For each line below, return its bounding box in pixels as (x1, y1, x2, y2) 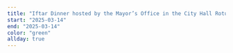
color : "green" (7, 29, 51, 36)
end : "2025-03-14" (7, 23, 60, 30)
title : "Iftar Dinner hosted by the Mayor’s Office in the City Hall (7, 10, 213, 17)
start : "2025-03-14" (7, 17, 67, 23)
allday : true (7, 36, 45, 43)
